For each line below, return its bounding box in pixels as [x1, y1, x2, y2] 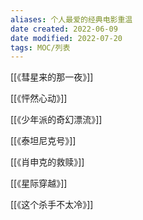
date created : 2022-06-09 [10, 24, 118, 34]
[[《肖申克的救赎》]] [10, 156, 85, 168]
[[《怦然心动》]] [10, 92, 68, 105]
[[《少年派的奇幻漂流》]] [10, 114, 103, 126]
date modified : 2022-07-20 [10, 33, 123, 43]
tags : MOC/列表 [10, 42, 71, 53]
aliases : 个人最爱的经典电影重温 [10, 14, 133, 25]
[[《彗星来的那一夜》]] [10, 71, 94, 83]
